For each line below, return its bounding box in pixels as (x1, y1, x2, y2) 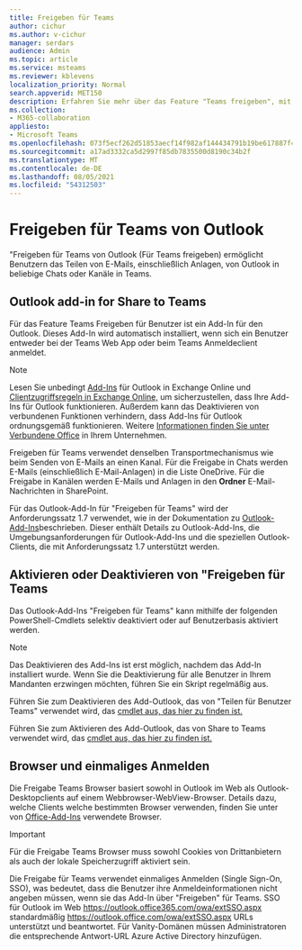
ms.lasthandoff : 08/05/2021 (9, 172, 115, 181)
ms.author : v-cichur (9, 30, 87, 39)
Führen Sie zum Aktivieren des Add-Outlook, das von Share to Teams (9, 722, 267, 734)
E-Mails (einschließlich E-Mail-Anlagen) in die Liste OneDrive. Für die (9, 466, 265, 477)
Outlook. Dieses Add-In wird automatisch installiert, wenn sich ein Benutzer (9, 328, 289, 339)
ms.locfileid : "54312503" (9, 181, 106, 190)
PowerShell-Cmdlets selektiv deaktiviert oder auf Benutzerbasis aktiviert (9, 614, 279, 626)
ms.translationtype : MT (9, 155, 99, 165)
